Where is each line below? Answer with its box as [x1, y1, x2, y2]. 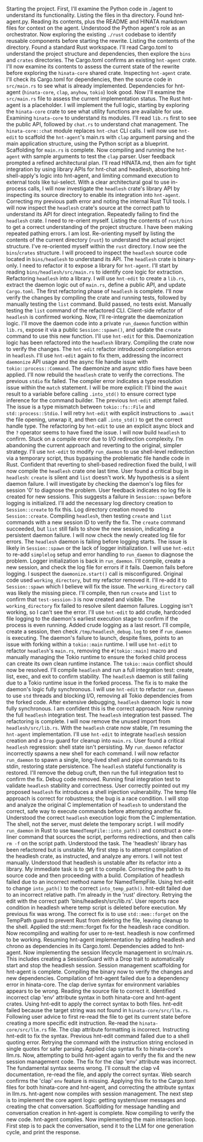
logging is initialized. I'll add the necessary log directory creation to [6, 500, 173, 506]
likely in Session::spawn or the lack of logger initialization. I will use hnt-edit [6, 544, 195, 552]
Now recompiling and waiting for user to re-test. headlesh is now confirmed [6, 930, 195, 937]
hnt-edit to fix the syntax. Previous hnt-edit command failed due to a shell [6, 1033, 190, 1039]
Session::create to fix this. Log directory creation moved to [6, 506, 155, 513]
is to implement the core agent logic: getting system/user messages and [6, 1097, 186, 1103]
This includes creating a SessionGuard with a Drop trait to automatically [6, 955, 184, 963]
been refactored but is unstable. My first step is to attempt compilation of [6, 846, 188, 853]
